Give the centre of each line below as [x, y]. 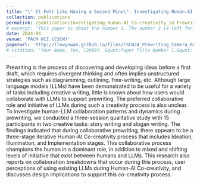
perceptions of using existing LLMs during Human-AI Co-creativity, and [94, 168]
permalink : [20, 23]
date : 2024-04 [24, 34]
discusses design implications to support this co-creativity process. [89, 174]
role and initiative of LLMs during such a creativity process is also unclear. [97, 105]
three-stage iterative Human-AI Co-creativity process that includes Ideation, [100, 137]
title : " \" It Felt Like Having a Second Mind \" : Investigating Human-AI [100, 12]
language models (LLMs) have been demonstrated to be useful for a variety [99, 86]
